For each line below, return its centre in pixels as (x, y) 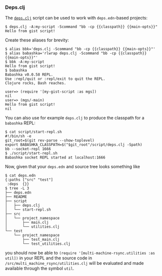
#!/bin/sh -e (18, 136)
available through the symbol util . (40, 268)
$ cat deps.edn (20, 176)
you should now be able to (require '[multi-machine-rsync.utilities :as (80, 253)
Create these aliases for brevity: (37, 40)
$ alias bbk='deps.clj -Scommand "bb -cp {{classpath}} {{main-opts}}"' (80, 49)
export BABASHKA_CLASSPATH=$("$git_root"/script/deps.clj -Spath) (74, 145)
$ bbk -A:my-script (25, 62)
